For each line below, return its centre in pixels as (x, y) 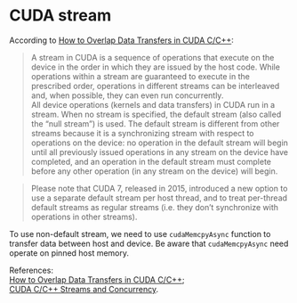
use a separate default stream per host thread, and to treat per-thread (159, 198)
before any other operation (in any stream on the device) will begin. (154, 171)
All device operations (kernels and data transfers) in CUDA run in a (153, 104)
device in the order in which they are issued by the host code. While (155, 67)
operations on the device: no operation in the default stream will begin (160, 143)
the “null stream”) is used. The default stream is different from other (155, 123)
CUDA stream (60, 16)
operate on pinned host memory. (69, 253)
